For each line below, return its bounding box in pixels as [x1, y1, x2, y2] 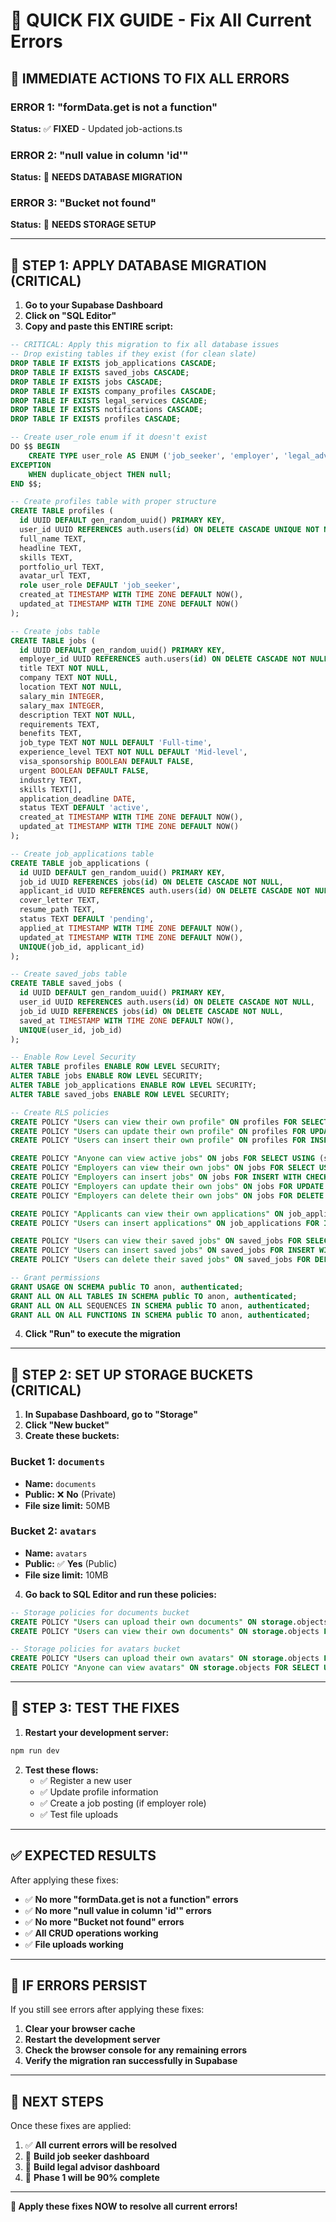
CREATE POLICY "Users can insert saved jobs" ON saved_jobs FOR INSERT [10, 1245, 315, 1256]
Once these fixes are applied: [10, 2120, 132, 2132]
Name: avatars [24, 1547, 88, 1559]
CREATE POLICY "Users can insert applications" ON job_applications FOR [10, 1218, 320, 1228]
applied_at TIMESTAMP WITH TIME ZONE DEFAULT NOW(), [19, 923, 244, 933]
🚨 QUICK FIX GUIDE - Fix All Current [10, 9, 312, 32]
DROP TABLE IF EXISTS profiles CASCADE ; [10, 414, 182, 424]
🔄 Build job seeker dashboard [24, 2150, 150, 2163]
